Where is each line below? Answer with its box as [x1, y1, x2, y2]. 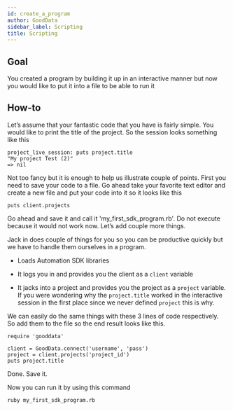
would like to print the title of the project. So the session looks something [7, 127, 218, 137]
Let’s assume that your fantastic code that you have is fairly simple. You [7, 120, 214, 129]
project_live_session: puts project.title [7, 148, 133, 156]
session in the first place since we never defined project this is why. [17, 298, 215, 307]
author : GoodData [7, 17, 58, 24]
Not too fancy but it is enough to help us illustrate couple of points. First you [7, 173, 226, 182]
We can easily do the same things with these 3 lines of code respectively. [7, 312, 219, 320]
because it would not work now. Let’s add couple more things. [7, 221, 186, 230]
